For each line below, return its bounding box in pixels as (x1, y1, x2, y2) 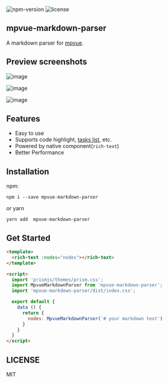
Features (6, 114, 40, 124)
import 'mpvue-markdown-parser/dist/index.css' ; (11, 288, 136, 294)
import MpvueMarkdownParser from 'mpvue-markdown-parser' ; (11, 282, 163, 288)
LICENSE (6, 355, 40, 365)
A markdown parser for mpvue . (6, 39, 84, 47)
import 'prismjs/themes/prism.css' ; (11, 277, 104, 283)
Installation (6, 166, 49, 176)
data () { (17, 304, 42, 311)
